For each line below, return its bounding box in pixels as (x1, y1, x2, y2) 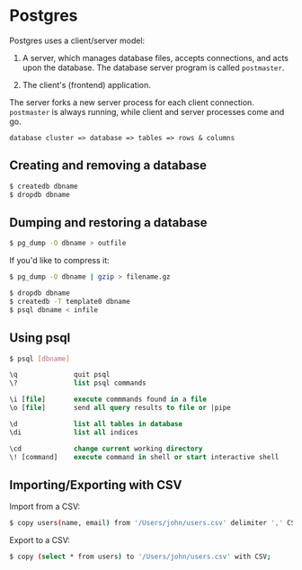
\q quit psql (9, 370, 111, 379)
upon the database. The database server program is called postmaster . (22, 62, 285, 73)
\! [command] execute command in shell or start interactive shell (9, 452, 280, 461)
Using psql (9, 330, 71, 346)
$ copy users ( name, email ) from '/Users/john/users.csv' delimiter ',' (9, 519, 283, 528)
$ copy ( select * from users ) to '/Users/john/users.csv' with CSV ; (9, 552, 271, 562)
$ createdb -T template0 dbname (9, 297, 130, 306)
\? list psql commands (9, 379, 147, 387)
